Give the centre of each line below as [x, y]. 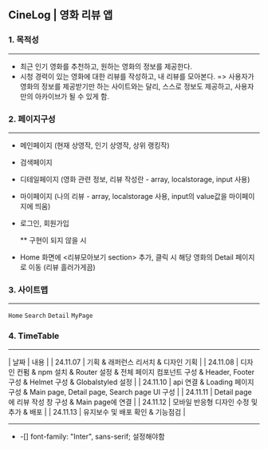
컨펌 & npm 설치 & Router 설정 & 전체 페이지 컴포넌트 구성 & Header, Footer [136, 372]
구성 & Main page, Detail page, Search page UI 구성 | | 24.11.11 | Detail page [130, 391]
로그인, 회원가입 [44, 223]
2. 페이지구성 [32, 119]
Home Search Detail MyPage [51, 316]
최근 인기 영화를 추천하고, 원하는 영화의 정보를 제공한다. [106, 66]
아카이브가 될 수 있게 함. [72, 96]
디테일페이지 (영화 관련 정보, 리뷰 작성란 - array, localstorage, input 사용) [135, 179]
